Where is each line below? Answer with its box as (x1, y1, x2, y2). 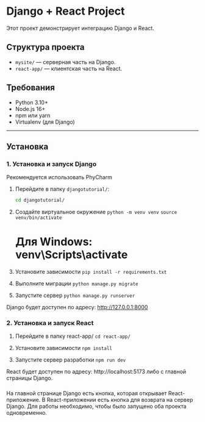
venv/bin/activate (15, 215, 62, 221)
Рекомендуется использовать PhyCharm (6, 174, 113, 181)
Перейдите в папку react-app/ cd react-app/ (15, 332, 131, 340)
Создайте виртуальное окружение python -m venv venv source (15, 209, 178, 216)
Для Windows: (15, 235, 93, 249)
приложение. (6, 396, 41, 404)
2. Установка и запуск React (6, 318, 94, 327)
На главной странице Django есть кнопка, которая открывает (6, 390, 167, 397)
